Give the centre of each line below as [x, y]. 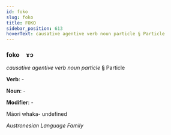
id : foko [17, 12]
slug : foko [20, 17]
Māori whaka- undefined [37, 114]
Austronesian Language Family [45, 125]
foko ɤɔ [20, 55]
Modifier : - [20, 103]
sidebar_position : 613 [34, 28]
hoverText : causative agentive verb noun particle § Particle [85, 34]
